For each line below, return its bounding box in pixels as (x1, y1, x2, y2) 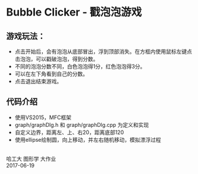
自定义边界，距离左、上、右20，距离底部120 (14, 129, 124, 136)
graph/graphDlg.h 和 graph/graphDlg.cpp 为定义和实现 (14, 121, 149, 128)
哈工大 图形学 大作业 (6, 155, 56, 162)
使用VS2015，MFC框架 (14, 114, 71, 121)
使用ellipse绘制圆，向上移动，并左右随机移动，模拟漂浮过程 (14, 136, 162, 143)
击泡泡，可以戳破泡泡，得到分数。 (14, 55, 99, 63)
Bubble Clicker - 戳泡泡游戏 (6, 5, 142, 19)
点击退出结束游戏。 (14, 78, 62, 85)
